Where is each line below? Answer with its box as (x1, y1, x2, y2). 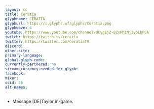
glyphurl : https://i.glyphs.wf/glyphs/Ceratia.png (5, 21, 112, 26)
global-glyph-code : (5, 57, 45, 62)
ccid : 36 (5, 80, 23, 85)
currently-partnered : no (5, 62, 56, 67)
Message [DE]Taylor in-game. (12, 98, 74, 104)
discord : (5, 44, 23, 49)
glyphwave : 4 (5, 26, 32, 30)
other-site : (5, 48, 30, 53)
